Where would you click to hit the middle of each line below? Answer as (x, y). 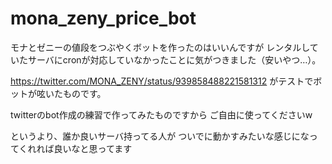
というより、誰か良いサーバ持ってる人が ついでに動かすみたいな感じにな (160, 136)
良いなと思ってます (93, 148)
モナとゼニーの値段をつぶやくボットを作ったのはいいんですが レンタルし (160, 47)
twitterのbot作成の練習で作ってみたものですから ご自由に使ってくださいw (161, 114)
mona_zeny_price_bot (103, 18)
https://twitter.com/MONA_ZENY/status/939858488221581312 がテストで (162, 81)
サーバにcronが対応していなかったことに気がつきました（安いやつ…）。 (174, 59)
